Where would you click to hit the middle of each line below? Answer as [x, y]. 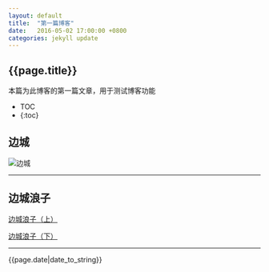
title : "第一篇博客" [41, 23]
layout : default [35, 16]
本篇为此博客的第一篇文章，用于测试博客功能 [82, 91]
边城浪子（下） [33, 236]
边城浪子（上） [33, 219]
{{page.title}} [43, 70]
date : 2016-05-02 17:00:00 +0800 [68, 30]
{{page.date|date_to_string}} [55, 259]
